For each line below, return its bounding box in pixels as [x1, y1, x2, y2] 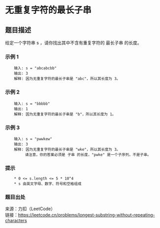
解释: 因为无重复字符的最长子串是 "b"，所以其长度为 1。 [14, 112, 116, 117]
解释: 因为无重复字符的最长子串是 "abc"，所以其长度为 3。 [14, 76, 121, 82]
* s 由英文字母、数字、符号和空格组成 [14, 182, 82, 186]
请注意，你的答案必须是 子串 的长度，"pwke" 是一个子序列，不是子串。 [25, 152, 151, 157]
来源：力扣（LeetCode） [5, 206, 56, 212]
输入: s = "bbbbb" [14, 101, 50, 106]
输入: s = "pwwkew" [14, 137, 53, 141]
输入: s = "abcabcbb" [14, 66, 57, 71]
